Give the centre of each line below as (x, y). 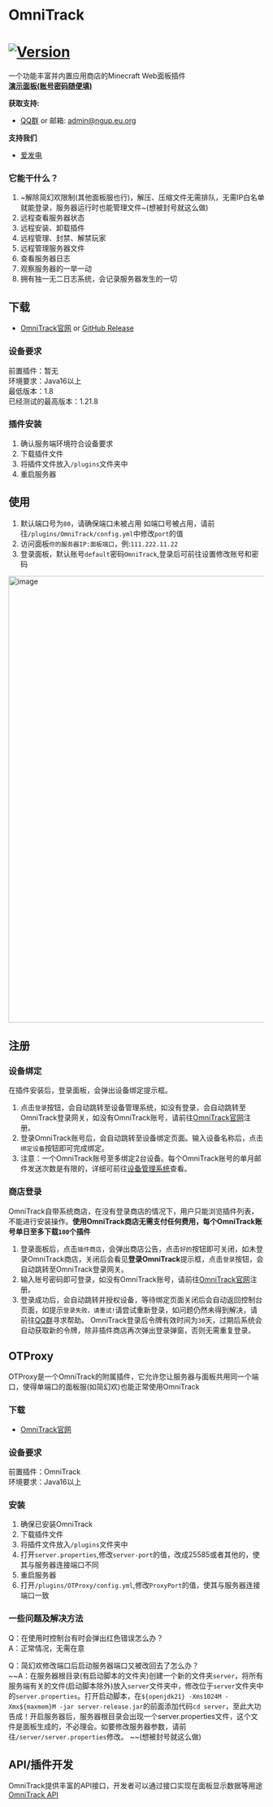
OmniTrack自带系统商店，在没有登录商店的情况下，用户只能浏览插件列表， (133, 1211)
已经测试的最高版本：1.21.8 (54, 401)
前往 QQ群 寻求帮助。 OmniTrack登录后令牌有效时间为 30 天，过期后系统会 (141, 1319)
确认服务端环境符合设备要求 (67, 443)
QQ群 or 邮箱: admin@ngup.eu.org (78, 120)
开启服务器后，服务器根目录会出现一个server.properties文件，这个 (140, 1716)
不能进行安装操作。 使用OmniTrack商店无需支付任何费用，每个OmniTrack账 (135, 1221)
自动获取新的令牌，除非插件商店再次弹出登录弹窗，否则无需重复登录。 (138, 1330)
